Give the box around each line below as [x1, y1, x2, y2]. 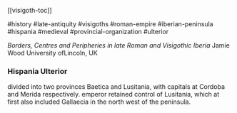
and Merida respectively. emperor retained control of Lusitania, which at [7, 90, 220, 99]
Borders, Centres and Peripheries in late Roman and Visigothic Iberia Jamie [7, 41, 230, 49]
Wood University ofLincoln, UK [7, 49, 98, 57]
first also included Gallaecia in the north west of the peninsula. [7, 97, 191, 106]
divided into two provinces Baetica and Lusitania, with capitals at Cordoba [7, 82, 226, 91]
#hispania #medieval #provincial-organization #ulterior [7, 28, 169, 36]
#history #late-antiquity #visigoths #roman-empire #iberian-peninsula [7, 20, 213, 28]
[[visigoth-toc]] [7, 6, 52, 14]
